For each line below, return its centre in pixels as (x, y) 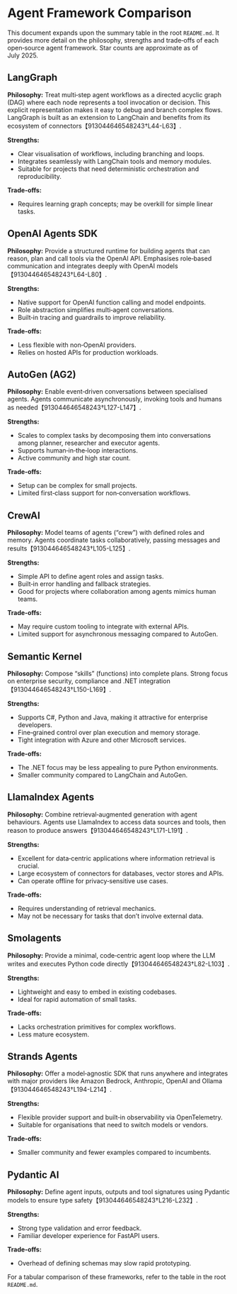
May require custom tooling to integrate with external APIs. (103, 626)
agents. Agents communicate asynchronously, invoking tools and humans (115, 399)
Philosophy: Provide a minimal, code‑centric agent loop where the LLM (111, 955)
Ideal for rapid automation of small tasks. (77, 999)
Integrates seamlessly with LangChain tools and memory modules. (115, 161)
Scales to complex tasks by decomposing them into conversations (114, 436)
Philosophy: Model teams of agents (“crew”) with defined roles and (106, 533)
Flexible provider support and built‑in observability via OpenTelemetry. (120, 1117)
